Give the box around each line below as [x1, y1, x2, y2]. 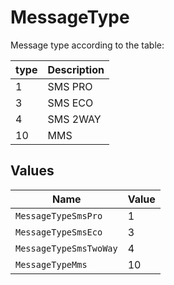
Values [10, 162, 55, 180]
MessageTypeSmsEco [15, 226, 103, 238]
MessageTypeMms [15, 259, 88, 270]
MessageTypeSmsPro [15, 210, 103, 221]
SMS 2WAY [47, 112, 102, 126]
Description [47, 62, 105, 76]
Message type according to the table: [10, 39, 165, 51]
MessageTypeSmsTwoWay [15, 242, 118, 254]
